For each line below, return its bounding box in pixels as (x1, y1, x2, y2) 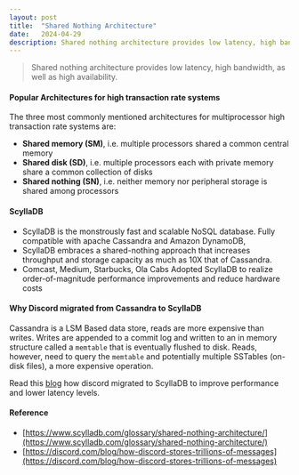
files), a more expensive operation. (26, 360, 154, 371)
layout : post (9, 12, 58, 22)
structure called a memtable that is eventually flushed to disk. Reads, (9, 342, 258, 352)
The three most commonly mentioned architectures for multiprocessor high (9, 112, 286, 123)
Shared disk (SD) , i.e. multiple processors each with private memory (21, 157, 274, 168)
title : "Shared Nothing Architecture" (9, 21, 158, 30)
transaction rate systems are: (9, 121, 117, 132)
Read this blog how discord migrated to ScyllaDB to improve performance (9, 377, 279, 388)
